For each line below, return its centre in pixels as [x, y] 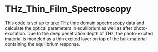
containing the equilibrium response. [43, 44]
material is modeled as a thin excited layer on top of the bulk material [76, 39]
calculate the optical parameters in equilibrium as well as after [69, 28]
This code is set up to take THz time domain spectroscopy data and [75, 23]
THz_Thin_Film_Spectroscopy [68, 9]
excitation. [16, 33]
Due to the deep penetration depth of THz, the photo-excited [90, 33]
